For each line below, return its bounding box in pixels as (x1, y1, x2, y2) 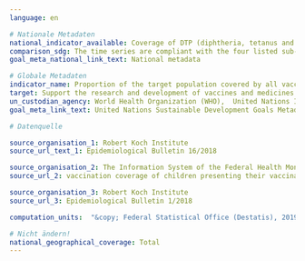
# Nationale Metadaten (9, 29, 95, 39)
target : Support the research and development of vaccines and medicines (9, 88, 295, 97)
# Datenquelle (9, 122, 64, 131)
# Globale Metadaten (9, 72, 88, 81)
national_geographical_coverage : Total (9, 237, 161, 246)
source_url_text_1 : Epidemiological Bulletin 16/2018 (9, 146, 218, 156)
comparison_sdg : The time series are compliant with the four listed (9, 46, 279, 55)
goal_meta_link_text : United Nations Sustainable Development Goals (9, 105, 274, 115)
